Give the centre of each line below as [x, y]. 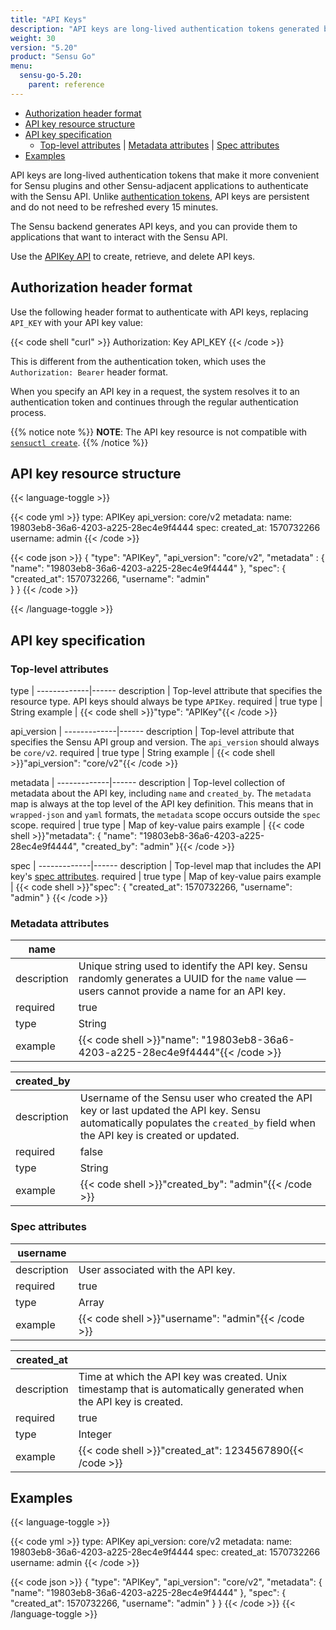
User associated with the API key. [157, 1269]
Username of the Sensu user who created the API [196, 1098]
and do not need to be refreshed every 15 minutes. [114, 207]
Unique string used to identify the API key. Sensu [193, 966]
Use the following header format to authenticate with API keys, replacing [159, 312]
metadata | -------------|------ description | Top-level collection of [148, 783]
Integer [95, 1434]
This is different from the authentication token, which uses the [138, 361]
